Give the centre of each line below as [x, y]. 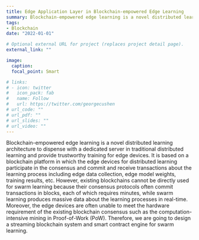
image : [14, 60]
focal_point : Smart [36, 72]
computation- [176, 212]
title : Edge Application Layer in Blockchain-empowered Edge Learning [95, 12]
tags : [13, 22]
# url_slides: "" [28, 121]
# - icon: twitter [29, 87]
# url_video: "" [26, 126]
